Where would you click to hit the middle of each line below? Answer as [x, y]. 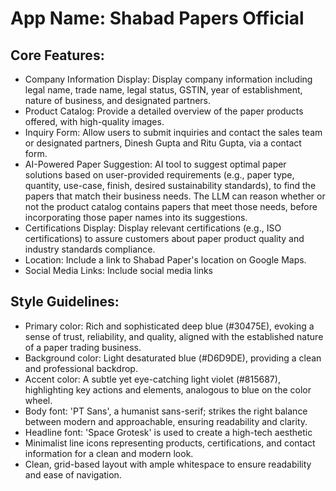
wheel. [38, 400]
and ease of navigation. [73, 474]
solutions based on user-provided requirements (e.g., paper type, [159, 175]
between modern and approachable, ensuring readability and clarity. [166, 421]
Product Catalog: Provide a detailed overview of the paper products [164, 111]
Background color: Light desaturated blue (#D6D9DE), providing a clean [173, 358]
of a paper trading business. [83, 347]
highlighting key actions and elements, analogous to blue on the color [168, 389]
